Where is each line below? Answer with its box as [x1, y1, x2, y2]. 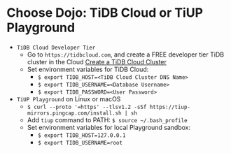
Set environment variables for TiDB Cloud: [27, 65, 149, 73]
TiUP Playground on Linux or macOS [16, 94, 121, 103]
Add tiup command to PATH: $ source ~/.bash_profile [27, 115, 188, 124]
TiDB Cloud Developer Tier [16, 44, 96, 51]
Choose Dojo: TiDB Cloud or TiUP [6, 5, 204, 21]
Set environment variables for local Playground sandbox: [27, 123, 191, 131]
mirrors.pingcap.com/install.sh [27, 110, 122, 117]
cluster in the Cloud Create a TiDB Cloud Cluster [27, 57, 167, 66]
